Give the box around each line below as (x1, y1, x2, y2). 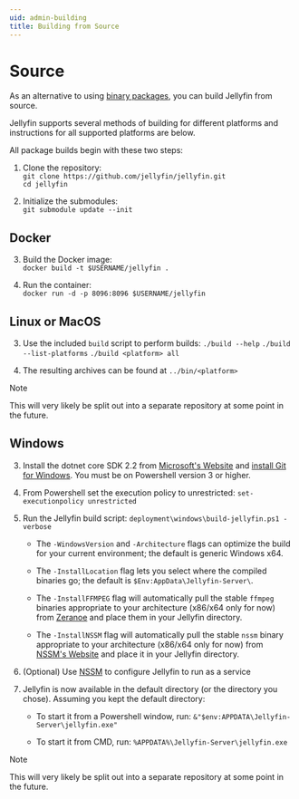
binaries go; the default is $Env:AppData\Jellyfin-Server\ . (35, 574, 254, 585)
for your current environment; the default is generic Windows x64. (35, 547, 284, 558)
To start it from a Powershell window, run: (35, 710, 192, 721)
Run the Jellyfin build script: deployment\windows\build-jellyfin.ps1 (22, 513, 280, 524)
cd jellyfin (22, 180, 68, 189)
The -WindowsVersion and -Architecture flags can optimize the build (35, 538, 291, 549)
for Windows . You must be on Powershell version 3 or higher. (22, 469, 251, 480)
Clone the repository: (22, 162, 102, 173)
